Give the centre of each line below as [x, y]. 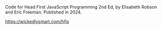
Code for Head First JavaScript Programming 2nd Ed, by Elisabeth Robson [81, 7]
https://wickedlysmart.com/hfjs [37, 22]
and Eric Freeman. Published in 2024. [43, 12]
